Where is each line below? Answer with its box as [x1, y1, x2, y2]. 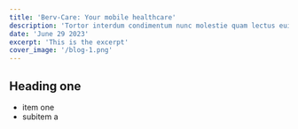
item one [21, 102, 55, 112]
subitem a [21, 111, 59, 122]
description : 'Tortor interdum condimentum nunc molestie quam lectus [9, 21, 276, 30]
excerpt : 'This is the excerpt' [9, 37, 129, 47]
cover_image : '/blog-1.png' [9, 46, 114, 55]
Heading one [9, 79, 82, 94]
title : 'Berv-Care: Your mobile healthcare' [9, 12, 176, 22]
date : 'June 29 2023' [9, 29, 90, 38]
